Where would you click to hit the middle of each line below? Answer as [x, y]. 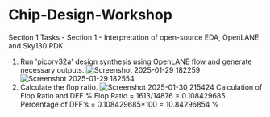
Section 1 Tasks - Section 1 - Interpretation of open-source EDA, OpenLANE [134, 37]
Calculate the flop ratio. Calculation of [141, 87]
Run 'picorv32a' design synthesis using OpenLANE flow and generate [136, 61]
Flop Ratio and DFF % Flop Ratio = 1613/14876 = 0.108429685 [123, 95]
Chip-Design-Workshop [91, 15]
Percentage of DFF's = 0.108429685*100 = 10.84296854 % [119, 104]
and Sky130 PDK [36, 45]
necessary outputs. [52, 69]
